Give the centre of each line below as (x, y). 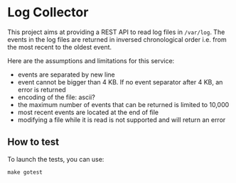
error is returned (42, 89)
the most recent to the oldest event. (60, 47)
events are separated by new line (66, 74)
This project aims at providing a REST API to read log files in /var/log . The (116, 32)
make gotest (25, 172)
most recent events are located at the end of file (88, 112)
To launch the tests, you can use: (56, 159)
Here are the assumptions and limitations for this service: (91, 60)
